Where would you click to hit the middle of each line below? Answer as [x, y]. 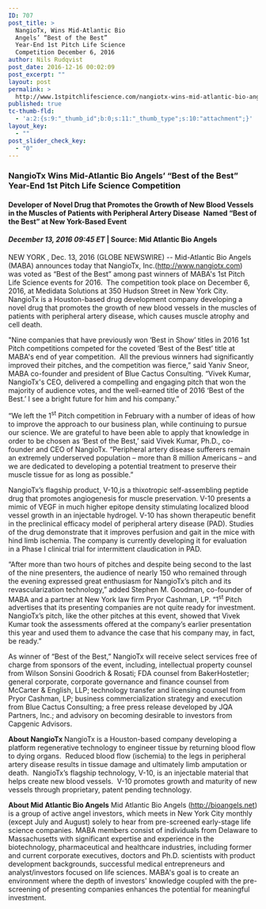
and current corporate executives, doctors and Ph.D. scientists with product [132, 856]
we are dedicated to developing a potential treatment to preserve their [122, 466]
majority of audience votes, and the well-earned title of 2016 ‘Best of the [126, 391]
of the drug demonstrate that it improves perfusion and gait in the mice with [132, 532]
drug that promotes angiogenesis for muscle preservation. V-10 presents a [130, 498]
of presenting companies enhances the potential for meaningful [146, 889]
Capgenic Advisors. [40, 724]
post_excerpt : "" [37, 74]
